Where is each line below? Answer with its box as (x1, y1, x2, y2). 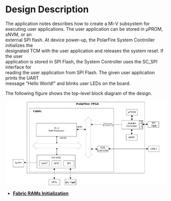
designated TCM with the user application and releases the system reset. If (5, 48, 164, 54)
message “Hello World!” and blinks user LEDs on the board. (5, 80, 131, 86)
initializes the (5, 42, 33, 48)
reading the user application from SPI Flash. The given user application (5, 69, 155, 75)
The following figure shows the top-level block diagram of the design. (5, 90, 153, 96)
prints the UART (5, 75, 39, 81)
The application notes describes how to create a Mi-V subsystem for (5, 20, 150, 27)
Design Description (5, 4, 89, 15)
